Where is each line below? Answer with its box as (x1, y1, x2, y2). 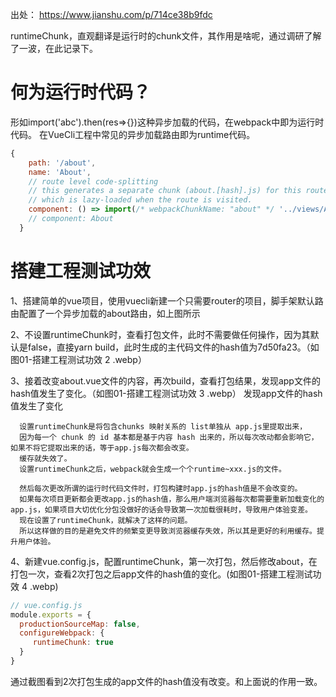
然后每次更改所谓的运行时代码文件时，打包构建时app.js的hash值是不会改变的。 (19, 483, 303, 493)
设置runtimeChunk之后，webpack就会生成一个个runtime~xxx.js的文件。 (19, 464, 287, 474)
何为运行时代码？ (10, 81, 152, 104)
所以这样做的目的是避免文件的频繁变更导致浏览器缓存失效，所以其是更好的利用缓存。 (19, 526, 317, 536)
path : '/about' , (28, 158, 97, 168)
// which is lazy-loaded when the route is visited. (28, 195, 253, 205)
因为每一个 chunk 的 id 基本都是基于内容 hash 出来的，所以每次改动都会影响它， (19, 432, 319, 442)
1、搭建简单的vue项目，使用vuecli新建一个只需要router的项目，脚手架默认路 (10, 294, 324, 307)
